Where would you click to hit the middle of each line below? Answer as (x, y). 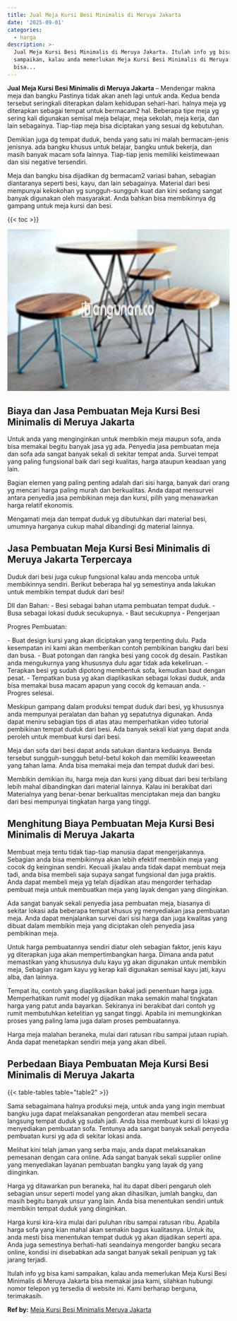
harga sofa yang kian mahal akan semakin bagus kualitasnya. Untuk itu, (111, 1229)
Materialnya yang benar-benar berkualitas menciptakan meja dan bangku (114, 794)
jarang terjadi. (28, 1260)
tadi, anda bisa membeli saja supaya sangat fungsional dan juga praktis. (112, 874)
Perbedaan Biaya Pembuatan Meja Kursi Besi (108, 1064)
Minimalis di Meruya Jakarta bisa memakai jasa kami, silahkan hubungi (110, 1281)
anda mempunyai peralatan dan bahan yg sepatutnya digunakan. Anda (110, 714)
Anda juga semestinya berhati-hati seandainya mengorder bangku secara (114, 1245)
